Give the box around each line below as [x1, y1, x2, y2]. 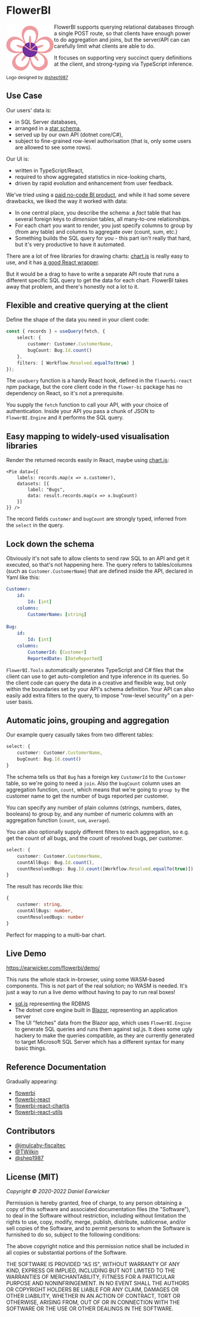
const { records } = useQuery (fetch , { [6, 328, 106, 335]
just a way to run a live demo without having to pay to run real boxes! [6, 989, 176, 996]
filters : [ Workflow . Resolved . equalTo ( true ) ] [17, 360, 135, 366]
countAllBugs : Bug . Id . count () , [17, 859, 95, 866]
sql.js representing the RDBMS [14, 1000, 91, 1007]
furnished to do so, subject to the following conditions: [6, 1231, 140, 1238]
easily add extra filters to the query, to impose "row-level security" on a [6, 692, 182, 699]
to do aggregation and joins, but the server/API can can [54, 36, 190, 43]
